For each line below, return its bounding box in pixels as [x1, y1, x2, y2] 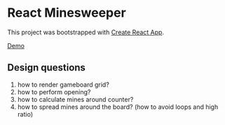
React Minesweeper [7, 5, 126, 21]
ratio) [17, 110, 34, 118]
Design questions [7, 61, 86, 74]
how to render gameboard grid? [17, 80, 110, 89]
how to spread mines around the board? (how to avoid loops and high [17, 103, 219, 111]
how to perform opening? [17, 87, 91, 96]
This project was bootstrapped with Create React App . [7, 28, 165, 36]
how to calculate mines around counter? [17, 95, 134, 103]
